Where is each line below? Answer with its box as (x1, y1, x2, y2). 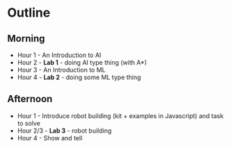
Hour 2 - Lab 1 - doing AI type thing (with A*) (17, 58, 148, 67)
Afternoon (7, 93, 53, 105)
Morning (7, 33, 45, 44)
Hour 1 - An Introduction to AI (17, 51, 102, 59)
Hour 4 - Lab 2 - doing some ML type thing (17, 73, 141, 81)
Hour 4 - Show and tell (17, 133, 83, 142)
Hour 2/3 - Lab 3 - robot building (17, 126, 112, 135)
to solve (17, 119, 40, 127)
